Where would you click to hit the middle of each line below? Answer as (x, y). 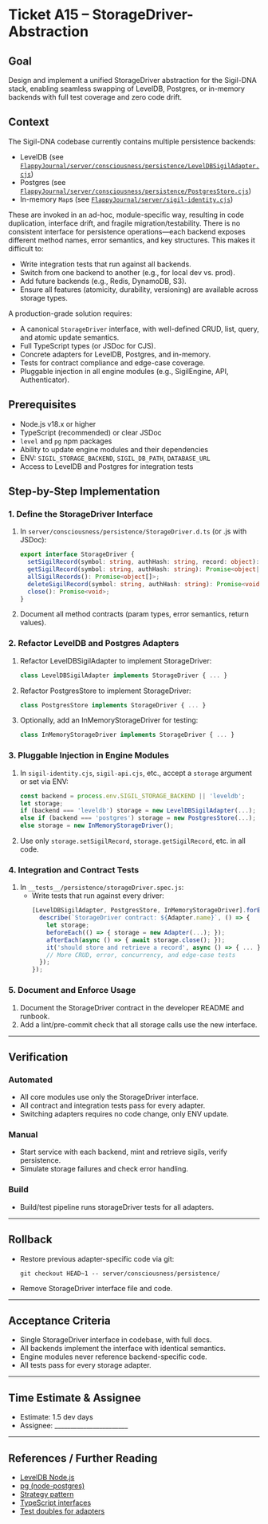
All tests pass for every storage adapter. (85, 1365)
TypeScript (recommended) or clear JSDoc (91, 432)
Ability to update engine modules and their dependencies (114, 449)
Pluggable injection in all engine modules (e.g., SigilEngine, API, (124, 371)
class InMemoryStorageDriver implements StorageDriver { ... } (127, 735)
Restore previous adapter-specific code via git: (97, 1258)
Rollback (30, 1240)
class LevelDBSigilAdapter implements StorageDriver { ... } (124, 675)
